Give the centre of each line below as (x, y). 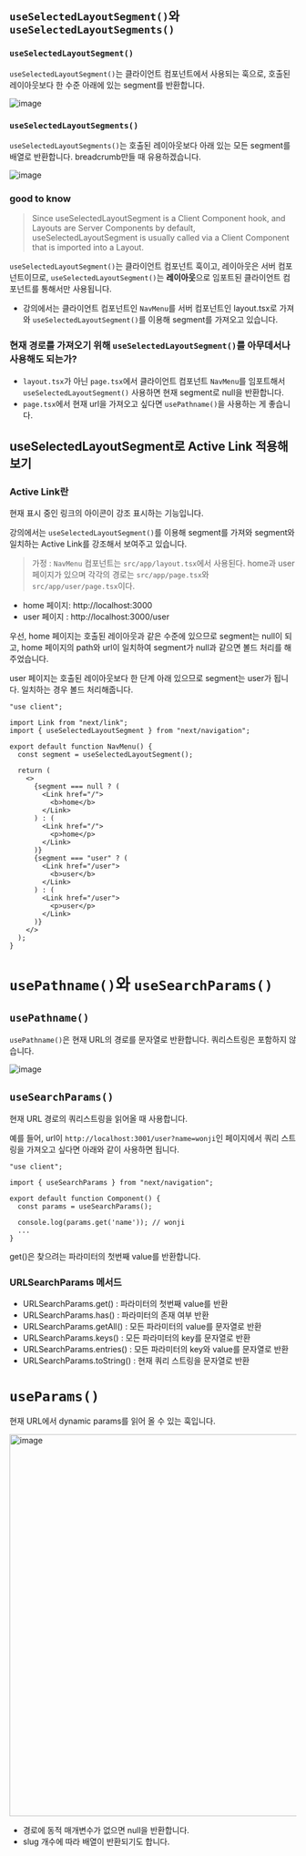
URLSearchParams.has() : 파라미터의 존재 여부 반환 (116, 1315)
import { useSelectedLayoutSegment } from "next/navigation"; (130, 731)
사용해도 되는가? (43, 360)
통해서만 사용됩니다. (76, 289)
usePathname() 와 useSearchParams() (141, 985)
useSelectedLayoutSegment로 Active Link (131, 446)
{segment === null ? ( (76, 787)
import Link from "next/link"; (69, 723)
